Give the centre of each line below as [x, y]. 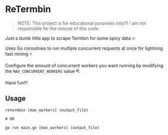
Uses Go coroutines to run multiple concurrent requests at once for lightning [84, 48]
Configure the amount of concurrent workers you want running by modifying [84, 65]
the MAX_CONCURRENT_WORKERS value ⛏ [43, 71]
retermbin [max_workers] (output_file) [47, 110]
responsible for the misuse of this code [58, 28]
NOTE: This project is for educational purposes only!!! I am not [82, 23]
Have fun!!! [17, 83]
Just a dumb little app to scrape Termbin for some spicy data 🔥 [70, 38]
